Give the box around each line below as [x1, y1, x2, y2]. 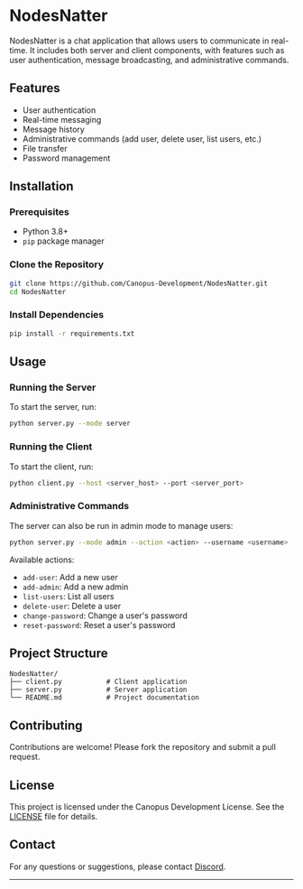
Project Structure [9, 645, 108, 661]
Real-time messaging [22, 114, 102, 125]
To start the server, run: [9, 402, 97, 412]
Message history [22, 124, 86, 134]
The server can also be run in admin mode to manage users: [9, 520, 234, 531]
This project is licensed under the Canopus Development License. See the [9, 801, 285, 812]
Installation [9, 179, 74, 194]
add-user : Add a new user [22, 571, 119, 582]
